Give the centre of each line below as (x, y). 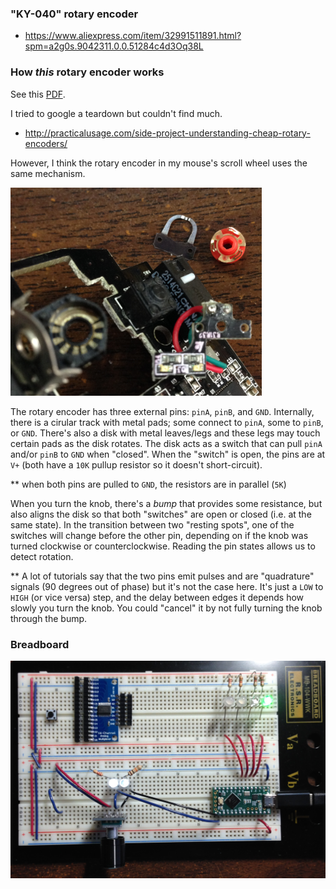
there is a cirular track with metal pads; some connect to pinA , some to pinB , (167, 422)
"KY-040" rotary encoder (74, 14)
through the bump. (49, 618)
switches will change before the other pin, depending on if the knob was (159, 535)
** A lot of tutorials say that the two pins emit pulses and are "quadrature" (162, 576)
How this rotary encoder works (87, 72)
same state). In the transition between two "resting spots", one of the (152, 524)
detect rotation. (42, 556)
